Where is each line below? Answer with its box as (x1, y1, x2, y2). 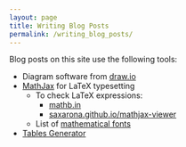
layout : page (9, 12, 58, 22)
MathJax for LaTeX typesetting (21, 81, 135, 92)
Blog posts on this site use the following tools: (9, 54, 178, 65)
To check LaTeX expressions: (35, 90, 143, 101)
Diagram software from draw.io (21, 71, 136, 82)
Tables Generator (21, 128, 86, 139)
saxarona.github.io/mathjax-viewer (48, 109, 177, 120)
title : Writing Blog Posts (9, 21, 109, 30)
